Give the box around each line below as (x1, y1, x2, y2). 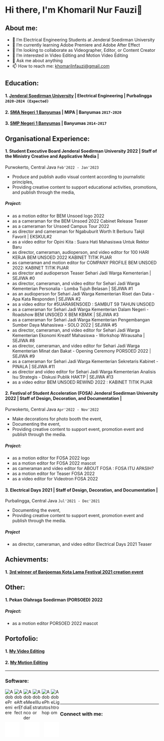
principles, (12, 179, 34, 185)
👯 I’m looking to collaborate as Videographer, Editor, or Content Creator (12, 47, 156, 53)
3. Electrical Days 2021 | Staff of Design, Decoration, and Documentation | (5, 487, 158, 493)
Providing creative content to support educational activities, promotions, (12, 184, 158, 190)
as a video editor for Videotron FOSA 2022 (12, 475, 99, 481)
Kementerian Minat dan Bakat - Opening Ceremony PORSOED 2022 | (12, 348, 151, 354)
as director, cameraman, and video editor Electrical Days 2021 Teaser (12, 541, 152, 547)
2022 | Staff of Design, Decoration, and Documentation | (5, 396, 122, 402)
